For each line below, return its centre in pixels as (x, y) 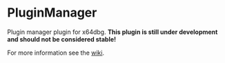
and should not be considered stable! (62, 39)
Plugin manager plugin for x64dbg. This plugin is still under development (112, 32)
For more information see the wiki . (56, 53)
